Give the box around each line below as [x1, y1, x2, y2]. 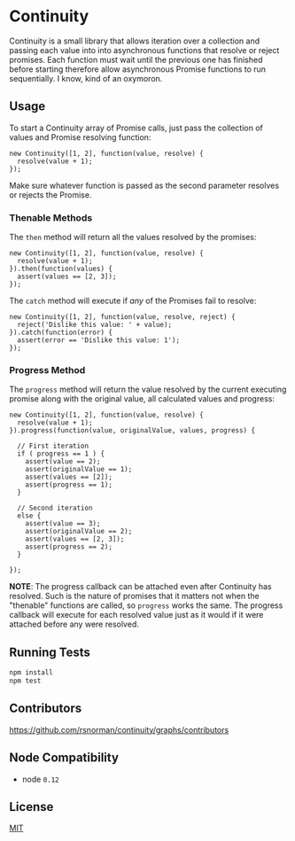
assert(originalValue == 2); [25, 527, 133, 536]
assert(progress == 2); [25, 542, 113, 551]
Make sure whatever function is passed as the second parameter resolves [9, 180, 280, 191]
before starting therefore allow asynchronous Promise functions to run [9, 64, 267, 74]
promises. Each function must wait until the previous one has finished [9, 54, 263, 65]
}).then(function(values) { [9, 264, 113, 274]
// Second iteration [17, 503, 93, 513]
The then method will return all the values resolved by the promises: [9, 232, 257, 243]
